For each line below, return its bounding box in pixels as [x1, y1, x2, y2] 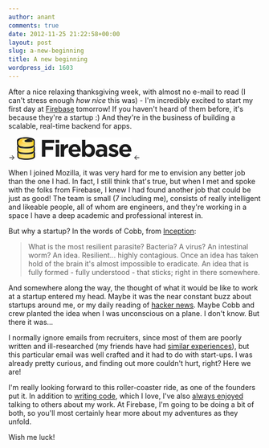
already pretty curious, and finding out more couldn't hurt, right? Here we [8, 358, 251, 368]
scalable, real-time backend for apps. [8, 121, 132, 130]
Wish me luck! [8, 432, 55, 442]
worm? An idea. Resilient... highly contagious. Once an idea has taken [27, 250, 259, 260]
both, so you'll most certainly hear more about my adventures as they [8, 408, 238, 417]
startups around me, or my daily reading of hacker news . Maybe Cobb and [8, 300, 255, 310]
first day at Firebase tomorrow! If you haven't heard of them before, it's [8, 104, 243, 113]
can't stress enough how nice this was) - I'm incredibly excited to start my [8, 95, 254, 105]
